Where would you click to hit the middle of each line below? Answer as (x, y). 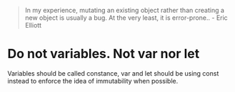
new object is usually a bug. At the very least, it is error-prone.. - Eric (126, 18)
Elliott (33, 25)
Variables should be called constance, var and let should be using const (113, 73)
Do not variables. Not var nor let (104, 54)
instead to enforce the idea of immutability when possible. (93, 81)
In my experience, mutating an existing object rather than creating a (125, 10)
